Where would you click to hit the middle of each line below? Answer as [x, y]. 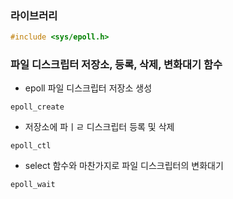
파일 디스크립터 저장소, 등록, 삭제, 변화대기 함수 [116, 65]
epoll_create [37, 107]
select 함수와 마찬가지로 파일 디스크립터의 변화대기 [124, 166]
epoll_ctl [31, 146]
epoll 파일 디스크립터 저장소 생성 [88, 88]
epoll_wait [33, 185]
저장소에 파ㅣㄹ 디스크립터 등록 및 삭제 [99, 127]
